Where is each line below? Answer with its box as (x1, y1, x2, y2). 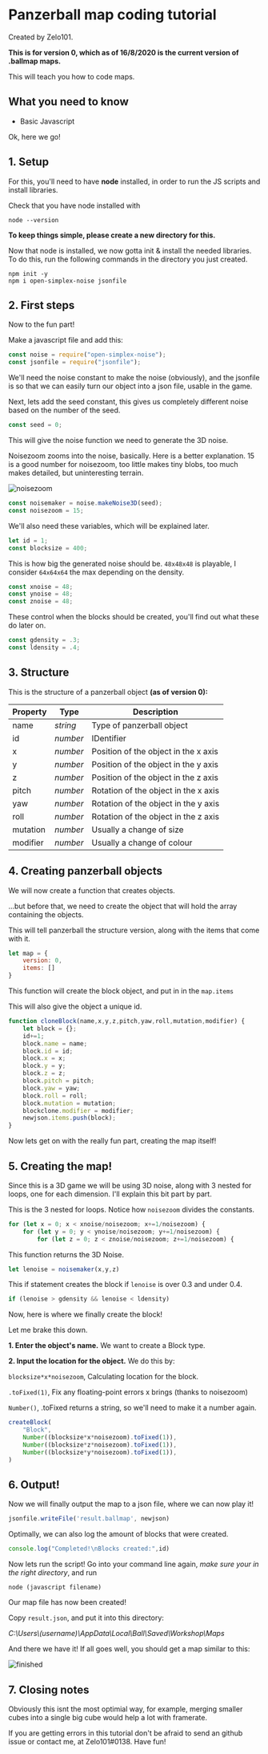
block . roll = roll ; (22, 1091, 88, 1100)
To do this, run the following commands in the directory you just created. (8, 254, 248, 264)
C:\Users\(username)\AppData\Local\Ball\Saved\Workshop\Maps (8, 1629, 226, 1638)
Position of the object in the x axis (91, 745, 218, 757)
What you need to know (8, 95, 130, 109)
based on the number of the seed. (8, 405, 121, 415)
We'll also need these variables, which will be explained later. (8, 521, 210, 530)
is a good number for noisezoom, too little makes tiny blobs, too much (8, 460, 238, 469)
